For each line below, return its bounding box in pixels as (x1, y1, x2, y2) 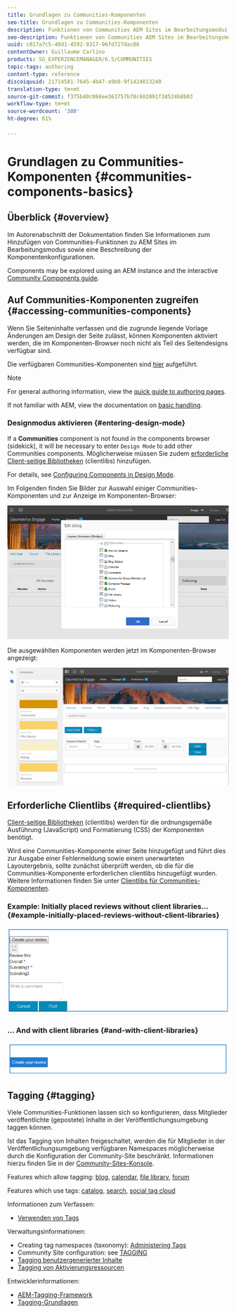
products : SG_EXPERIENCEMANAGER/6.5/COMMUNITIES (7, 56, 152, 63)
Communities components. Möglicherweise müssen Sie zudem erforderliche (7, 449, 229, 457)
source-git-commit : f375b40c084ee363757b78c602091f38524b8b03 (7, 93, 193, 100)
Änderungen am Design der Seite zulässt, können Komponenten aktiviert (7, 331, 218, 340)
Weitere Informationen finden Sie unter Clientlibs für (7, 876, 158, 885)
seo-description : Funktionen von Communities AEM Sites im (7, 34, 184, 41)
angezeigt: (7, 654, 38, 662)
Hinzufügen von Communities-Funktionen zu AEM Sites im (7, 238, 177, 246)
